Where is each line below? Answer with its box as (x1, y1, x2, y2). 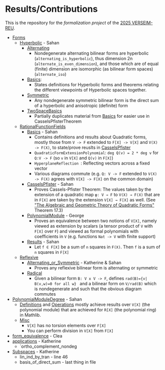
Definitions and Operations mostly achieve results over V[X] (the (19, 302, 150, 307)
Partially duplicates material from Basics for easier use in (34, 113, 150, 119)
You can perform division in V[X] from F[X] (27, 328, 114, 334)
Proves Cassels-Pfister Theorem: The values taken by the (34, 186, 152, 192)
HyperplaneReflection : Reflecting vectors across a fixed (34, 160, 150, 166)
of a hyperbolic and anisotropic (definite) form (34, 102, 128, 108)
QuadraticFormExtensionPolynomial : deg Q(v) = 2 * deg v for (34, 149, 159, 156)
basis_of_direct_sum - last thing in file (19, 359, 96, 365)
